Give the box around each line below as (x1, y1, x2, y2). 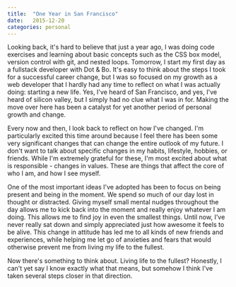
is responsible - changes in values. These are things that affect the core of (7, 162, 225, 170)
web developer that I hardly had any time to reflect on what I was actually (7, 81, 221, 89)
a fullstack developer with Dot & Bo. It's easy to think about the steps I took (7, 65, 226, 74)
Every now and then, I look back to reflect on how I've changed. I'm (7, 124, 204, 133)
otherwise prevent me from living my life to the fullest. (7, 243, 165, 252)
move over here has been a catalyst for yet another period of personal (7, 103, 212, 112)
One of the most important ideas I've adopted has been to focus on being (7, 183, 221, 192)
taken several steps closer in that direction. (7, 271, 133, 280)
